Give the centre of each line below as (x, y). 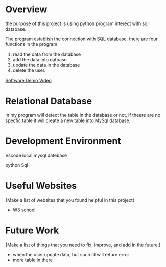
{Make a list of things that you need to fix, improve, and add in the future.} (83, 245)
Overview (26, 9)
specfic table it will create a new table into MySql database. (68, 120)
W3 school (24, 210)
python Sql (17, 165)
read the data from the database (47, 54)
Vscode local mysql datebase (36, 155)
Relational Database (49, 101)
